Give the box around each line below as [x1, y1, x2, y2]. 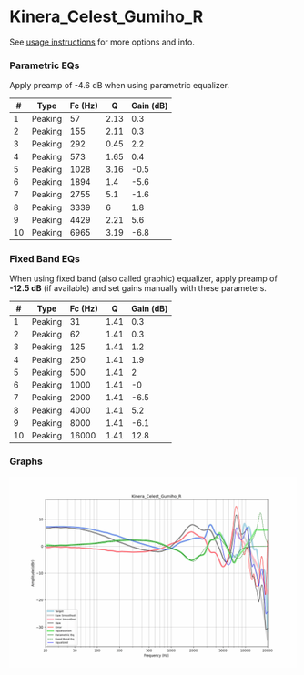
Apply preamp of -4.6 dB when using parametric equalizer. [9, 80, 230, 91]
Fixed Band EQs [9, 252, 80, 265]
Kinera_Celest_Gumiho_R [9, 6, 204, 27]
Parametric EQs [9, 59, 80, 72]
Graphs [9, 455, 43, 468]
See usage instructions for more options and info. [9, 36, 196, 47]
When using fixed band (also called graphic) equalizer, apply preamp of [9, 273, 278, 284]
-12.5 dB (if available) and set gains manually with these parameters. [9, 283, 267, 294]
